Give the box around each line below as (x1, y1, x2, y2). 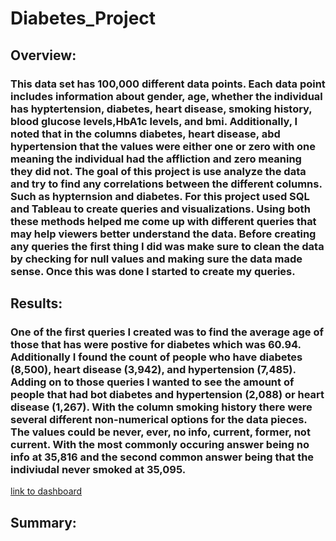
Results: (10, 295, 63, 312)
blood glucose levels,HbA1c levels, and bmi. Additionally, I (10, 114, 298, 128)
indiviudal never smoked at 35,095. (10, 462, 187, 476)
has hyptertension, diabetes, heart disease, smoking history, (10, 102, 313, 116)
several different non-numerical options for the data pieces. (10, 412, 308, 426)
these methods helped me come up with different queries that (10, 214, 317, 228)
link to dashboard (10, 485, 83, 497)
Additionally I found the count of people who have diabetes (10, 350, 303, 364)
